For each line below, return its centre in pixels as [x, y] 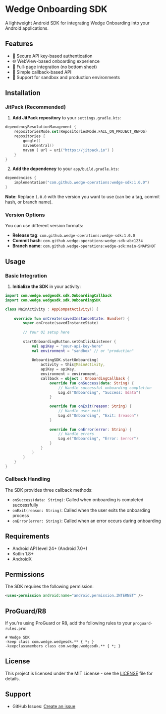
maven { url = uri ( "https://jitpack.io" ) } [68, 150]
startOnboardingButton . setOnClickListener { [70, 342]
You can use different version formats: [44, 226]
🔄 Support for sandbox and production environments [66, 77]
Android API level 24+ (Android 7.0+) [50, 548]
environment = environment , [69, 374]
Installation [23, 93]
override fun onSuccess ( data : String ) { [92, 383]
